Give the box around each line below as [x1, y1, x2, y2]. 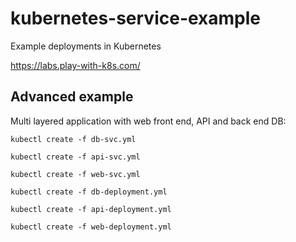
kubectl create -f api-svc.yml [10, 152, 141, 162]
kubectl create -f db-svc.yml [10, 134, 137, 144]
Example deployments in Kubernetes [10, 40, 162, 52]
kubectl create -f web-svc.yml [10, 169, 141, 179]
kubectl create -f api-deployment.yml [10, 204, 172, 214]
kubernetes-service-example [10, 7, 262, 30]
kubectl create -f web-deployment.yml [10, 222, 172, 232]
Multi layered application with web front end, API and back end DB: [10, 115, 287, 127]
